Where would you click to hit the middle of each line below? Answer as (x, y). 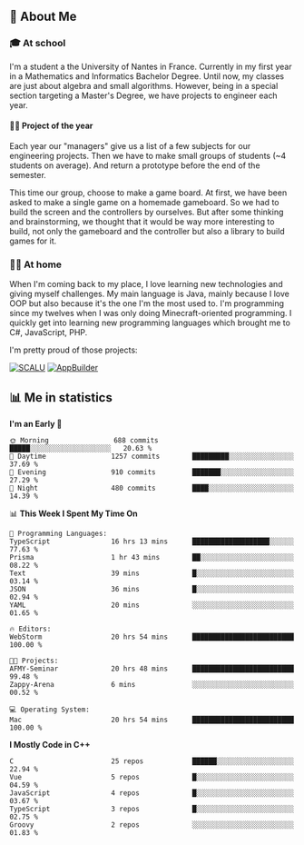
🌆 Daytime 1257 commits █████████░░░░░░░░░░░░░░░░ (152, 456)
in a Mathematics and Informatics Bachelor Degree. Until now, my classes (147, 76)
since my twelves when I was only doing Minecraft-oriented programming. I (151, 313)
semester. (28, 174)
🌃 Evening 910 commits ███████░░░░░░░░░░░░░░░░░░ (152, 472)
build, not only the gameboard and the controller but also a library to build (147, 231)
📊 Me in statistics (61, 398)
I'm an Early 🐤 (36, 424)
